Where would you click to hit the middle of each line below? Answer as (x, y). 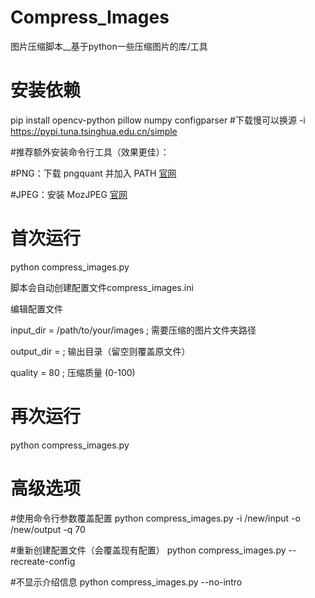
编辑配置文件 (36, 308)
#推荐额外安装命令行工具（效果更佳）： (90, 152)
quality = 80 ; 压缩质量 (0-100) (73, 372)
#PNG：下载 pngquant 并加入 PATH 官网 (93, 173)
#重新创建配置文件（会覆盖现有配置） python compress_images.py (148, 550)
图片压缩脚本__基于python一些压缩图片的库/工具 (109, 46)
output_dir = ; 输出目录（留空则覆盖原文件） (100, 351)
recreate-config (43, 561)
